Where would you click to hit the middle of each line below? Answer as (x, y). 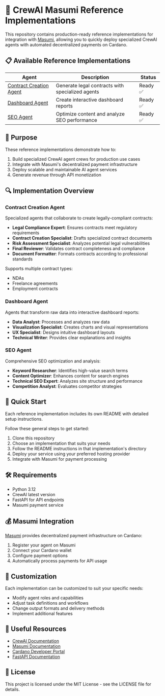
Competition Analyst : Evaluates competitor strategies (67, 386)
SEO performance (76, 120)
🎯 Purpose (21, 138)
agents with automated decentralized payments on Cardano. (66, 44)
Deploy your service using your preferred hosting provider (71, 454)
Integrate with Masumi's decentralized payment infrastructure (75, 164)
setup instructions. (24, 419)
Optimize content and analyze (90, 114)
